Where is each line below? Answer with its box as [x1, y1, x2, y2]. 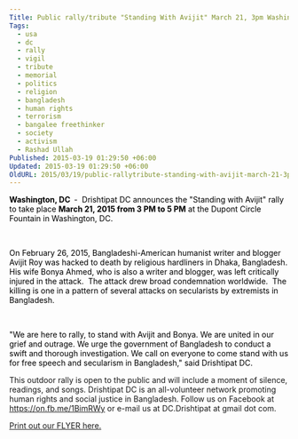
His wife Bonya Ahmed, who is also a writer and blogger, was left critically [9, 267, 279, 277]
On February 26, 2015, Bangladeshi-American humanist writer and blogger [9, 248, 281, 259]
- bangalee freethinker [17, 121, 105, 130]
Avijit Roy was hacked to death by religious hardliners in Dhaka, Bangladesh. [9, 257, 288, 267]
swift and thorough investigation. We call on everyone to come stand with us [9, 348, 289, 359]
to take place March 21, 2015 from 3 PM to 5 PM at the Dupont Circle [9, 204, 262, 214]
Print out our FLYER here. [9, 420, 102, 431]
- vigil [17, 54, 46, 63]
